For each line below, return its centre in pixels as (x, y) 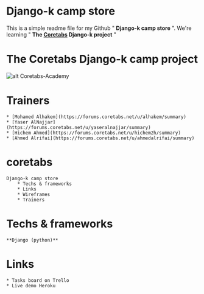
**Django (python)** (33, 240)
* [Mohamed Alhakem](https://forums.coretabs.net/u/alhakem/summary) (97, 117)
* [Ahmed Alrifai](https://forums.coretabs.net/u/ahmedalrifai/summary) (100, 138)
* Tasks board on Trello (38, 280)
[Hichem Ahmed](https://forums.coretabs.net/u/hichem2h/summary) (97, 133)
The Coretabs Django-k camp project (102, 59)
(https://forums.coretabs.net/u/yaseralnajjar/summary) (79, 127)
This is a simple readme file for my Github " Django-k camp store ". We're (99, 28)
